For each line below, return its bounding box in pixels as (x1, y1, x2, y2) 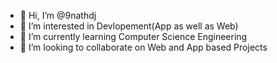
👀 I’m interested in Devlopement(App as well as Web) (19, 20, 239, 32)
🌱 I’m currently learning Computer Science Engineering (19, 31, 248, 42)
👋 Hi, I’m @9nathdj (19, 10, 97, 21)
